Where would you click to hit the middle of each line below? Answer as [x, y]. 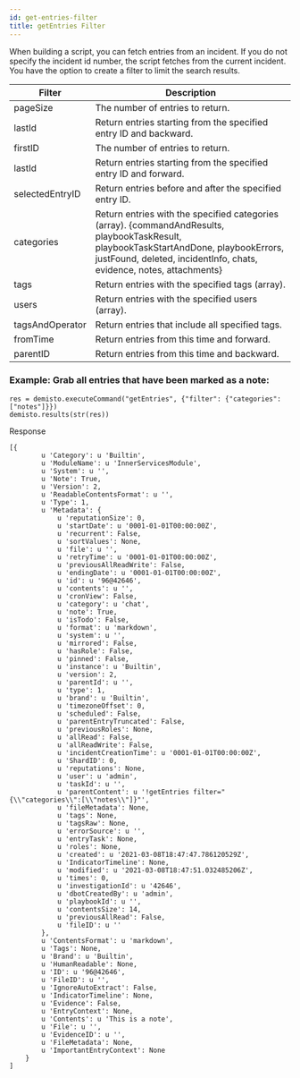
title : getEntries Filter [57, 26]
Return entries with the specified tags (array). [190, 284]
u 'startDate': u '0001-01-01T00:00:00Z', [137, 526]
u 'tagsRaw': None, [93, 823]
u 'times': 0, [83, 878]
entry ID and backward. [144, 133]
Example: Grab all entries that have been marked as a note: [139, 380]
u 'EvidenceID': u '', [83, 1034]
